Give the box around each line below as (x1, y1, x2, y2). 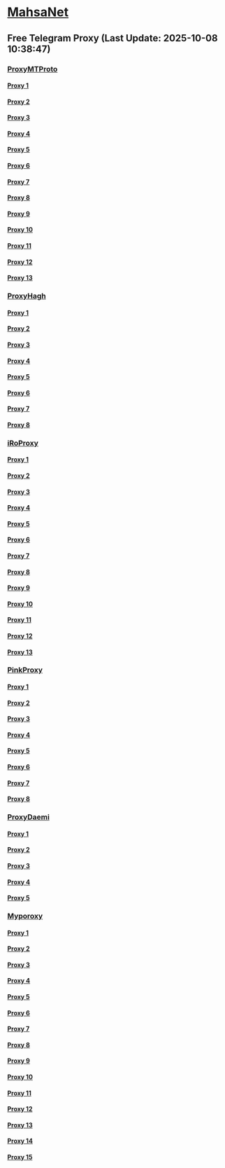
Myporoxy (7, 912, 43, 921)
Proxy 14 (7, 1136, 34, 1146)
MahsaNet (7, 4, 68, 20)
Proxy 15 (7, 1153, 33, 1161)
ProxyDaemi (7, 812, 50, 822)
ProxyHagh (7, 291, 47, 301)
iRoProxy (7, 438, 38, 448)
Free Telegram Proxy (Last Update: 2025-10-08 (7, 32, 218, 44)
